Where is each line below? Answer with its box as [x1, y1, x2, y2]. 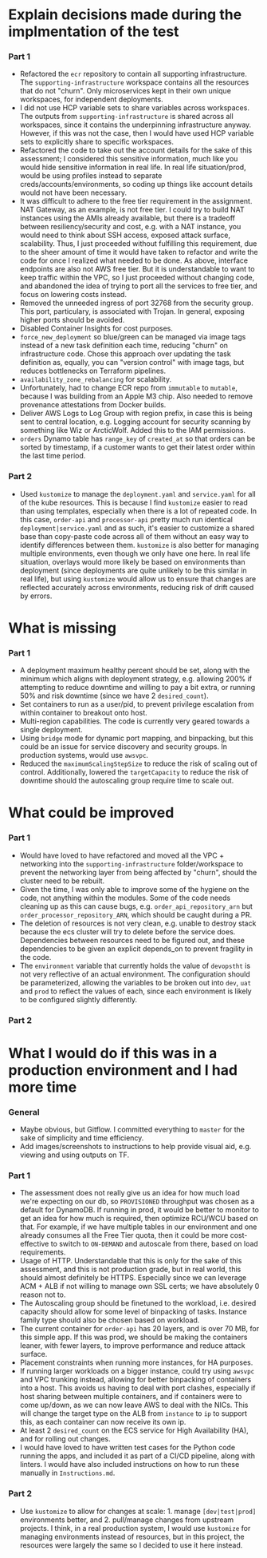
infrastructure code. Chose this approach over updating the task [19, 349, 231, 359]
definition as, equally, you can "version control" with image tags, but [19, 358, 245, 367]
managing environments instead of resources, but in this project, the [19, 1532, 245, 1541]
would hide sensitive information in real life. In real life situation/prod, [19, 162, 246, 172]
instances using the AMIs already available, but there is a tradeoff [19, 213, 235, 223]
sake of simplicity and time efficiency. [19, 1133, 144, 1143]
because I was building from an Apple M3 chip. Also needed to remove [19, 391, 253, 401]
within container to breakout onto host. [19, 708, 147, 718]
